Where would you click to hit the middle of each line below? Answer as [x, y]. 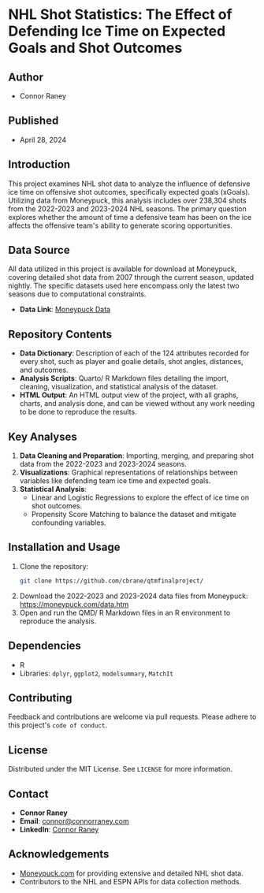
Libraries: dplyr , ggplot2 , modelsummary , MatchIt [97, 673]
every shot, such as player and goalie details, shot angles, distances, [131, 362]
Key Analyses [43, 436]
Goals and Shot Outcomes [95, 48]
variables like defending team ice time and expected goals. [115, 481]
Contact [28, 794]
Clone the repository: [54, 566]
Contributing [40, 698]
